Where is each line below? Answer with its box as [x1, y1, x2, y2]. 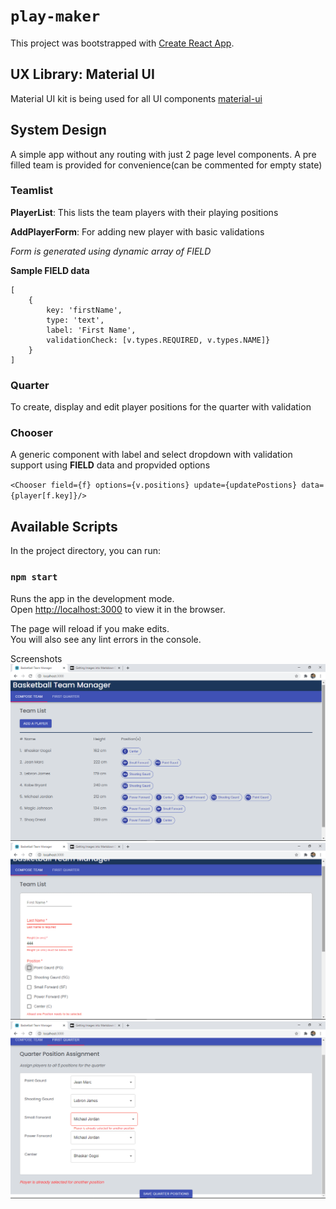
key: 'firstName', [46, 305, 123, 315]
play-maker [10, 7, 101, 26]
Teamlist [10, 184, 53, 198]
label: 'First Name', [46, 325, 137, 335]
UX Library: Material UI [10, 66, 155, 83]
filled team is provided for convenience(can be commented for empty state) [10, 159, 323, 171]
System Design [10, 122, 107, 139]
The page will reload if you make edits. [10, 622, 170, 634]
